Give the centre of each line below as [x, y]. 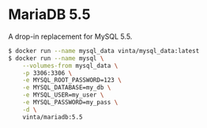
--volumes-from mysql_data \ [70, 66]
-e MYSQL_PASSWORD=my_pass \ [70, 103]
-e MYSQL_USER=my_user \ [63, 95]
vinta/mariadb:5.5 [53, 117]
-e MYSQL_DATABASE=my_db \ [67, 88]
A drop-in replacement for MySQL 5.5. [70, 36]
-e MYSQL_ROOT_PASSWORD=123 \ [72, 81]
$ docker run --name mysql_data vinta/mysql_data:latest [104, 51]
